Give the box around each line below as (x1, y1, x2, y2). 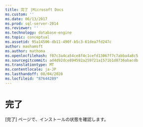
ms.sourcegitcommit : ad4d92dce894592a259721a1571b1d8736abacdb (5, 58, 139, 63)
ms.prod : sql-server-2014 (5, 21, 58, 26)
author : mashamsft (5, 44, 43, 49)
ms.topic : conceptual (5, 35, 50, 40)
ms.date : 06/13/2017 (5, 16, 48, 21)
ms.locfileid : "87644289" (5, 76, 58, 81)
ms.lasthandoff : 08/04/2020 (5, 72, 63, 77)
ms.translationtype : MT (5, 62, 54, 67)
